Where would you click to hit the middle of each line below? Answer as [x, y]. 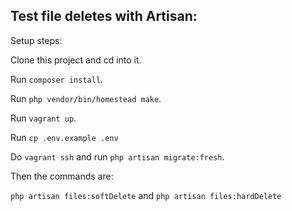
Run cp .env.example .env [64, 137]
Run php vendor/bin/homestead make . [86, 98]
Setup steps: [36, 40]
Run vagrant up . [43, 118]
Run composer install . [57, 79]
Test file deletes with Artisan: [104, 16]
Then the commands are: [62, 176]
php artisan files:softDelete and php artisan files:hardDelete [146, 195]
